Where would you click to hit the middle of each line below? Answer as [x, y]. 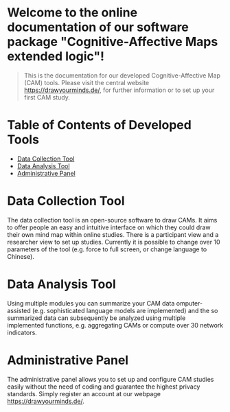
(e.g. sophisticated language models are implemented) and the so [125, 310]
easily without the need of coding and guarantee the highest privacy [104, 387]
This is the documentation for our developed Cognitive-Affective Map [122, 75]
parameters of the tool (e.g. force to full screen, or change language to [107, 249]
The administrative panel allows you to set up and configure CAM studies [111, 379]
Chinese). [21, 256]
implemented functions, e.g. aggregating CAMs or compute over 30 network [115, 325]
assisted [19, 310]
